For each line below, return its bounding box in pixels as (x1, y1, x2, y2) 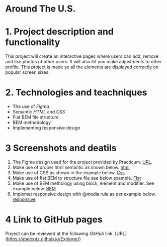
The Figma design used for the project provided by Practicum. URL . (12, 159, 152, 165)
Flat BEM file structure (12, 114, 59, 120)
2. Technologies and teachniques (5, 87, 147, 98)
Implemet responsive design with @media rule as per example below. (12, 191, 156, 197)
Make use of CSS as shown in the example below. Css (12, 170, 125, 176)
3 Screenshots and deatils (5, 143, 117, 154)
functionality (5, 37, 60, 48)
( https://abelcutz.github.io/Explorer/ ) (5, 235, 81, 241)
